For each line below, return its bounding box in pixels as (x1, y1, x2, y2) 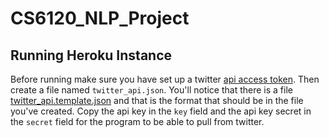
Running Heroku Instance (10, 47, 173, 64)
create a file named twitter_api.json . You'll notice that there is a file (10, 84, 293, 96)
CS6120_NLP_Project (10, 7, 190, 30)
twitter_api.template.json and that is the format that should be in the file (10, 95, 304, 106)
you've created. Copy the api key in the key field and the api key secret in (10, 105, 312, 117)
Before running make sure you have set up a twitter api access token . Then (10, 73, 320, 85)
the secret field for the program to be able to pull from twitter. (10, 116, 265, 127)
